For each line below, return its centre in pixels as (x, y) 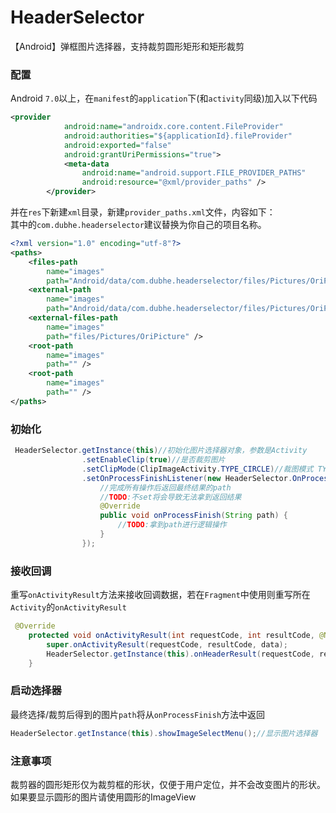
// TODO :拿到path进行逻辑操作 (172, 525)
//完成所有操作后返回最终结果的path (165, 487)
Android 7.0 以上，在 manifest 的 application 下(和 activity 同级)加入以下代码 (164, 98)
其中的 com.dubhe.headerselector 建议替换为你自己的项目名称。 (138, 225)
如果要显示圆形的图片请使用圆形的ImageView (103, 797)
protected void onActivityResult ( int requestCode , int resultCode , (171, 635)
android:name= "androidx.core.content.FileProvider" (173, 127)
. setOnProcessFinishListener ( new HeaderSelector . (187, 478)
